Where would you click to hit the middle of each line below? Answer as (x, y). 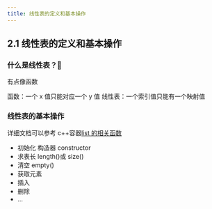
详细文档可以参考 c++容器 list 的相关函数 (65, 132)
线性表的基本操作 (36, 116)
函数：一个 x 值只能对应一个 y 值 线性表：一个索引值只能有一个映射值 (106, 96)
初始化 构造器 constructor (54, 148)
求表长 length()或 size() (50, 156)
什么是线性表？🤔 (35, 65)
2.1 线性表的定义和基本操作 (65, 44)
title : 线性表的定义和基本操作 (47, 14)
